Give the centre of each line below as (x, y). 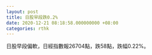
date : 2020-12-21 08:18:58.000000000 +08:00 (62, 23)
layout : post (22, 12)
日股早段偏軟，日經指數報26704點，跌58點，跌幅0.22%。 (78, 46)
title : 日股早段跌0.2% (32, 17)
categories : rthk (28, 28)
